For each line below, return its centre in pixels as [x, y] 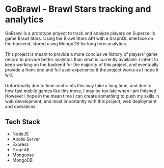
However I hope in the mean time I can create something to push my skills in [82, 96]
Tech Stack [23, 122]
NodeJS [20, 134]
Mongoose [23, 155]
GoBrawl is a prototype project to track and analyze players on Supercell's [80, 33]
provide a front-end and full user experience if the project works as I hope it [82, 69]
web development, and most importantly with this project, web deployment [81, 101]
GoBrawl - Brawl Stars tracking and [78, 9]
